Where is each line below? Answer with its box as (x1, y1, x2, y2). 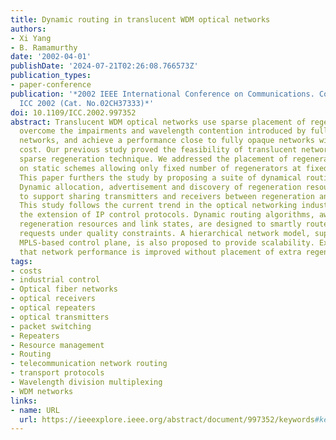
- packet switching (10, 321, 92, 331)
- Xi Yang (10, 33, 52, 43)
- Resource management (10, 340, 105, 350)
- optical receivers (10, 294, 97, 304)
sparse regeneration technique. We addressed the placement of (19, 154, 288, 164)
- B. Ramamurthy (10, 42, 78, 53)
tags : (10, 256, 33, 266)
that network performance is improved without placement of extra (19, 247, 302, 257)
